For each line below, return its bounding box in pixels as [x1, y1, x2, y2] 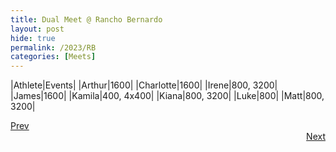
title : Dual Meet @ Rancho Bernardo [10, 14, 163, 25]
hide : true [10, 33, 56, 43]
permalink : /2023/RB [10, 42, 97, 53]
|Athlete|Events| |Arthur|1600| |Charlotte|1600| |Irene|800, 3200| [10, 79, 278, 91]
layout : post [10, 24, 65, 34]
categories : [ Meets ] [10, 52, 97, 62]
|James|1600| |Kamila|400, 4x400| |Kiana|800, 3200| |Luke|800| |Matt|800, [10, 90, 325, 102]
